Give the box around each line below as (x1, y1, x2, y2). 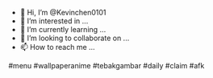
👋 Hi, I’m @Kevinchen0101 (19, 8, 106, 17)
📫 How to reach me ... (19, 43, 95, 51)
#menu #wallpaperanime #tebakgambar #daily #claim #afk (8, 61, 205, 70)
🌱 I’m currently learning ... (19, 25, 106, 34)
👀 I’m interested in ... (19, 16, 89, 26)
